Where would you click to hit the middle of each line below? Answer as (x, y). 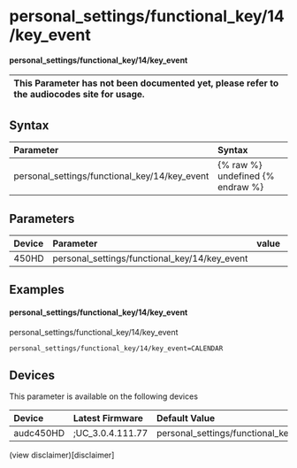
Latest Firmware (108, 418)
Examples (37, 290)
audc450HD (39, 433)
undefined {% (246, 176)
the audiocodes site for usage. (79, 95)
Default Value (185, 418)
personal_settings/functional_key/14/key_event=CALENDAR (116, 348)
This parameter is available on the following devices (104, 396)
